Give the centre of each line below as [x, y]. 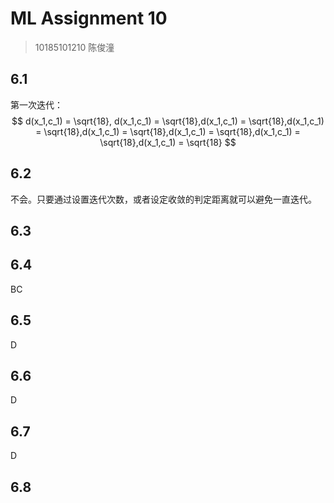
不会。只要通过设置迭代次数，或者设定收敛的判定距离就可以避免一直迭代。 [163, 199]
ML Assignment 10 [89, 18]
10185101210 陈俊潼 [74, 47]
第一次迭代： [36, 104]
